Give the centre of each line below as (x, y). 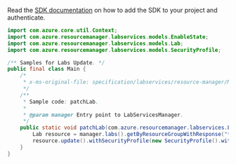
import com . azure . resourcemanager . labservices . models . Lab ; (96, 43)
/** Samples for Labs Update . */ (56, 62)
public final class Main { (47, 69)
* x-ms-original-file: (56, 82)
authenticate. (26, 18)
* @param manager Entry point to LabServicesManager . (103, 115)
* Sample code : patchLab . (61, 102)
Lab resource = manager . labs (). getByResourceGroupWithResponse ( (129, 135)
